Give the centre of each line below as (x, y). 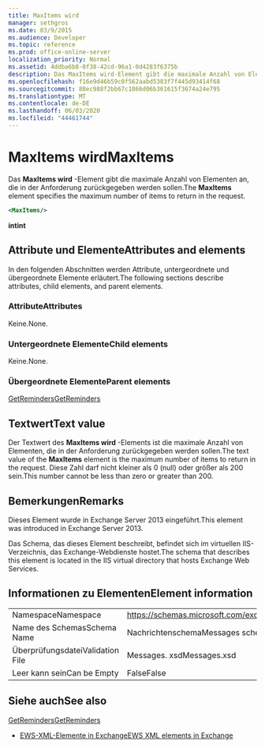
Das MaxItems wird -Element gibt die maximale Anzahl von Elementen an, (129, 179)
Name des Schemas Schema (64, 627)
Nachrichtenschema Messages (183, 632)
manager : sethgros (38, 23)
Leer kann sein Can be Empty (65, 673)
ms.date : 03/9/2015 (40, 30)
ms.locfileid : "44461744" (50, 118)
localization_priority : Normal (60, 60)
